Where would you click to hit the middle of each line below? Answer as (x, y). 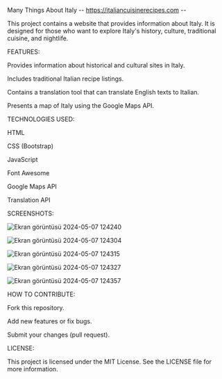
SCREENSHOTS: (31, 213)
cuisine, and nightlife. (38, 38)
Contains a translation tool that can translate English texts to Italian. (103, 92)
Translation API (29, 200)
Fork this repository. (36, 308)
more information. (33, 369)
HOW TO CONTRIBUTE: (41, 294)
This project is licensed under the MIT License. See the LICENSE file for (110, 362)
